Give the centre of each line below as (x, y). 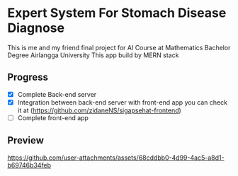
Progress (28, 77)
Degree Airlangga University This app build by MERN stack (93, 55)
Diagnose (36, 28)
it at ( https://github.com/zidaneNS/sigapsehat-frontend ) (100, 110)
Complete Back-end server (57, 94)
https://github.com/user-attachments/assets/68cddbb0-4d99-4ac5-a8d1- (116, 158)
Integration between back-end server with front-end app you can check (123, 102)
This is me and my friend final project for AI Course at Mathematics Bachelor (119, 47)
